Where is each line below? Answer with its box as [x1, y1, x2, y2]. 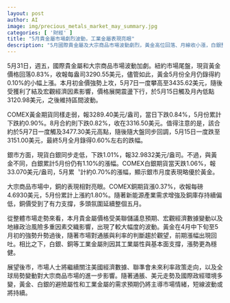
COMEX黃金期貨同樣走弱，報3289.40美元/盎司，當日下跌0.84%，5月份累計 [7, 110, 222, 119]
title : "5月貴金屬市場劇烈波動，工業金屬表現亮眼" [7, 36, 135, 43]
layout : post [7, 10, 44, 17]
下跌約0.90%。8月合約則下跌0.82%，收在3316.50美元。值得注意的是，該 [7, 119, 214, 127]
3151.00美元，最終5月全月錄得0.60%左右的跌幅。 [7, 136, 147, 144]
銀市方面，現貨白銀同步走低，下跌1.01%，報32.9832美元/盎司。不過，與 [7, 151, 212, 158]
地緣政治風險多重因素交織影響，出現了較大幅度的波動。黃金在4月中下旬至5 [7, 223, 219, 230]
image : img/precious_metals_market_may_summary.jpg [7, 23, 157, 29]
